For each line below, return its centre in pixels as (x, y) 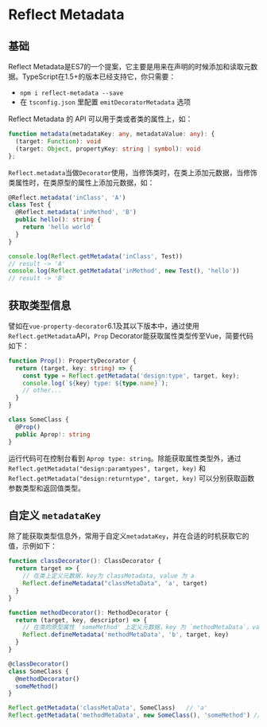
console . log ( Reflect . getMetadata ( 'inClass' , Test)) (95, 256)
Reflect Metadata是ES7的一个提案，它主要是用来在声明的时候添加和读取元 (130, 66)
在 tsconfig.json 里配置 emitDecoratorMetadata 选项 (105, 102)
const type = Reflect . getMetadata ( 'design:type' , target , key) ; (131, 376)
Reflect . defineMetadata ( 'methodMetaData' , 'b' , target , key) (126, 635)
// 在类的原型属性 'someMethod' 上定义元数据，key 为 (104, 627)
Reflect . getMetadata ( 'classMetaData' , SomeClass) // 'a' (108, 708)
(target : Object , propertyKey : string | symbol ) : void (108, 149)
